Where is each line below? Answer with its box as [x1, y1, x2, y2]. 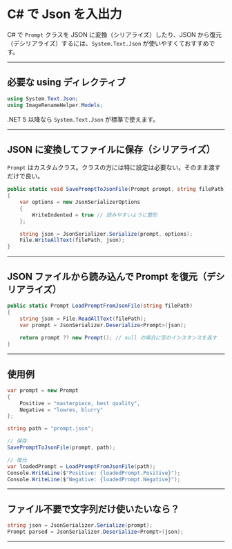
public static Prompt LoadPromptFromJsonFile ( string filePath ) [7, 302, 193, 309]
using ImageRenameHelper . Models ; [7, 102, 104, 109]
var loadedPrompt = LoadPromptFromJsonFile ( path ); [7, 463, 156, 470]
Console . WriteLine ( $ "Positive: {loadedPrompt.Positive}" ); [7, 469, 181, 476]
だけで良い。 [7, 172, 43, 180]
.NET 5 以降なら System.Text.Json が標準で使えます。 [7, 115, 159, 123]
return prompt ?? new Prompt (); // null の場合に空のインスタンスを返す [19, 335, 217, 342]
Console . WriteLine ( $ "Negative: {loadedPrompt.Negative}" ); [7, 476, 181, 483]
